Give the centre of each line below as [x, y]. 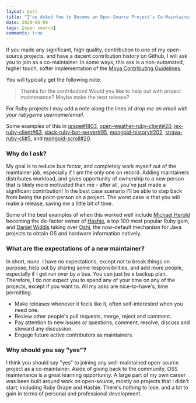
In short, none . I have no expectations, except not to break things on [88, 261]
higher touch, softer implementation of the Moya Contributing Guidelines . [94, 68]
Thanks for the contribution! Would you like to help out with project [101, 91]
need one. [27, 310]
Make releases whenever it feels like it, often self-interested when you [99, 304]
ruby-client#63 [24, 133]
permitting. [19, 292]
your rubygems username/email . [45, 115]
